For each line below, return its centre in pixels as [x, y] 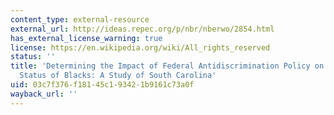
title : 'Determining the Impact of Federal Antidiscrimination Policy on [167, 66]
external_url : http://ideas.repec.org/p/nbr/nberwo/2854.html [142, 29]
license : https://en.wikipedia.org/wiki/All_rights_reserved [140, 47]
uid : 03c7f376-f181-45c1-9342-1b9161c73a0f [102, 85]
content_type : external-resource [80, 19]
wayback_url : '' [44, 94]
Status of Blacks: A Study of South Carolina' [118, 76]
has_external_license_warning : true [86, 38]
